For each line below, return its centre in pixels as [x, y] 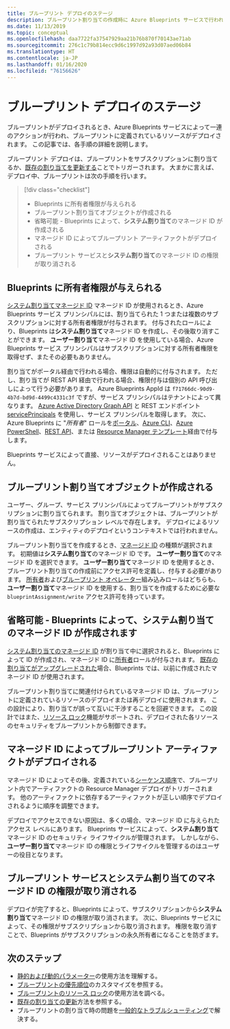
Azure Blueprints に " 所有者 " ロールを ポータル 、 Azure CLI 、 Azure [100, 423]
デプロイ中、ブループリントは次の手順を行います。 [79, 176]
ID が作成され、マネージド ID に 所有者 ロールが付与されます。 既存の [122, 659]
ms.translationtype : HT [41, 52]
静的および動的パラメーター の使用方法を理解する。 [89, 976]
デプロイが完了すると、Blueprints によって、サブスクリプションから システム [115, 909]
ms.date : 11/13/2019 [37, 26]
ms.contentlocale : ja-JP [42, 58]
